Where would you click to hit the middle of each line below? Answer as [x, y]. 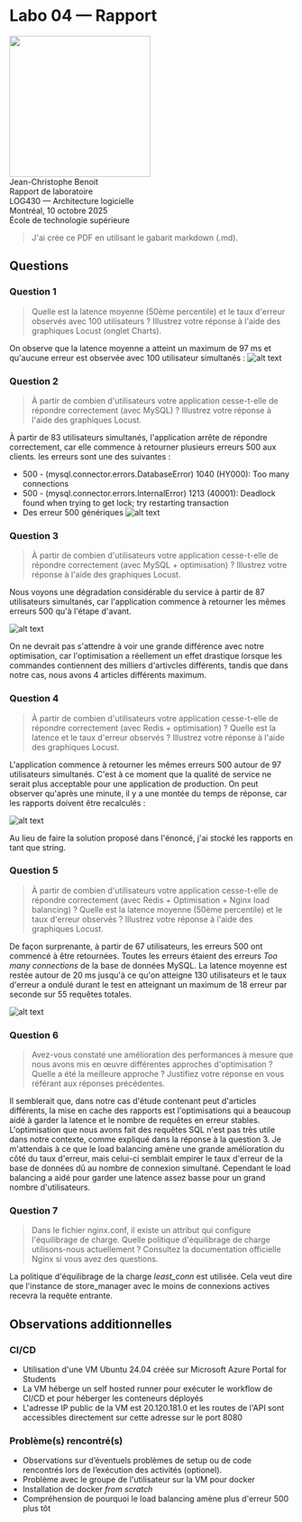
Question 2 [34, 381]
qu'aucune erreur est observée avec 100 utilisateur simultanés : [128, 357]
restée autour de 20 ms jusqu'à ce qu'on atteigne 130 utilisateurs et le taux [148, 975]
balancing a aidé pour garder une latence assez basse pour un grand [137, 1178]
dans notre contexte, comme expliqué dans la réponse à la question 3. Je [146, 1139]
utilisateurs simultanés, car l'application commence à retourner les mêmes [147, 602]
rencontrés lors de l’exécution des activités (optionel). [122, 1470]
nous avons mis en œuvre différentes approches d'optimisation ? [152, 1064]
